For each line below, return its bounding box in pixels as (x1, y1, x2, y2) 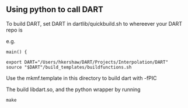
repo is (6, 26, 23, 33)
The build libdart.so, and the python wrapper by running (6, 86, 141, 93)
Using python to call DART (6, 5, 103, 15)
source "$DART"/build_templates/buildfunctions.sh (6, 64, 132, 70)
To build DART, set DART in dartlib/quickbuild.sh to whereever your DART (6, 20, 183, 27)
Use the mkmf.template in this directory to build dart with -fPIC (6, 74, 157, 81)
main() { (6, 49, 27, 55)
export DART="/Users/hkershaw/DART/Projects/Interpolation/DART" (6, 59, 168, 65)
